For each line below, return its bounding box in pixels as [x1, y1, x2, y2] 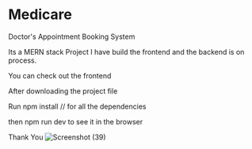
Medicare [8, 6, 73, 24]
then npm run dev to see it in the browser [8, 117, 143, 126]
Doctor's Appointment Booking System [8, 32, 136, 41]
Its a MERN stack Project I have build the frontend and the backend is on [8, 47, 245, 56]
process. [8, 55, 37, 65]
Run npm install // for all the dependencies [8, 101, 147, 111]
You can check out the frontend [8, 71, 112, 80]
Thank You [8, 132, 44, 142]
